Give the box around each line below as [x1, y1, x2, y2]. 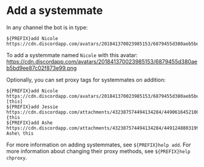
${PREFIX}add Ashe [6, 120, 53, 126]
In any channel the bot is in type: [6, 24, 88, 31]
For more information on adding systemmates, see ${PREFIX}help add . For [6, 141, 191, 148]
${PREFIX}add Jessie [6, 104, 59, 110]
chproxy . [6, 154, 27, 161]
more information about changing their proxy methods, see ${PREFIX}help [6, 147, 191, 155]
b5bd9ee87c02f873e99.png [6, 64, 77, 72]
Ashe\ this [6, 130, 34, 137]
